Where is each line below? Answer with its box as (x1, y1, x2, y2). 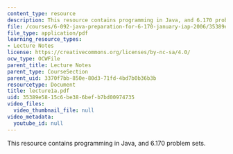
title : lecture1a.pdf (7, 87, 70, 94)
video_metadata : (7, 113, 54, 120)
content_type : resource (7, 10, 76, 17)
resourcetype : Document (7, 81, 76, 88)
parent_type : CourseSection (7, 68, 89, 75)
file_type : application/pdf (7, 29, 89, 37)
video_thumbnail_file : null (13, 107, 95, 114)
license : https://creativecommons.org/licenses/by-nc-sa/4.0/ (7, 49, 191, 56)
